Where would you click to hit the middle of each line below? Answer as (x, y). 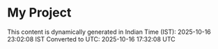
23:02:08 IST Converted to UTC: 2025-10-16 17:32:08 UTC (91, 39)
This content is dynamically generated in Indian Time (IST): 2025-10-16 (109, 32)
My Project (39, 13)
